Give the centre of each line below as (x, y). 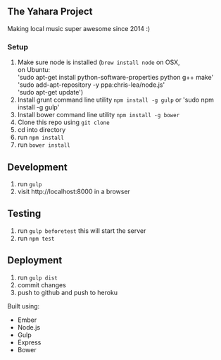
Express (29, 342)
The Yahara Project (50, 12)
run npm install (41, 138)
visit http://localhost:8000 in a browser (74, 191)
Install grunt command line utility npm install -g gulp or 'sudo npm (116, 100)
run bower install (44, 145)
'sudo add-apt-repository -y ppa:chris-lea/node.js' (91, 85)
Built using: (24, 306)
